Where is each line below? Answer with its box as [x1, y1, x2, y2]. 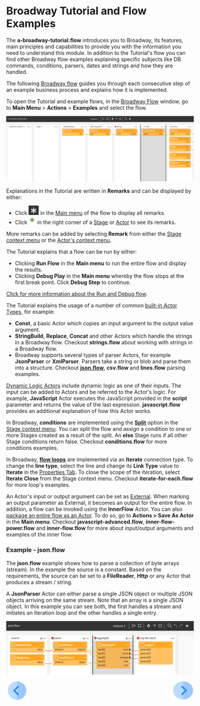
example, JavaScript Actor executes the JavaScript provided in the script [6, 395, 187, 402]
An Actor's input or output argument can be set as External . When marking [6, 493, 189, 500]
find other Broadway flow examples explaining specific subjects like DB [6, 56, 182, 63]
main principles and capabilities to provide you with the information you [6, 43, 182, 50]
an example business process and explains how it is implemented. [6, 86, 168, 93]
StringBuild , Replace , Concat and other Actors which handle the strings [14, 332, 192, 340]
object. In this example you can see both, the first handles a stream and [6, 603, 182, 610]
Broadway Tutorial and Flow [6, 4, 147, 18]
